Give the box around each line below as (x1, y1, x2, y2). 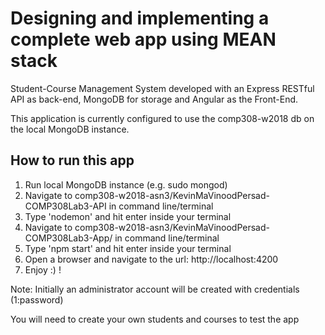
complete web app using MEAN (10, 28, 277, 51)
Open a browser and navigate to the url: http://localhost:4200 (24, 253, 279, 265)
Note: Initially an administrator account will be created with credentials (10, 283, 300, 295)
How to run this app (10, 152, 135, 169)
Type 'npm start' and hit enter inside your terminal (24, 242, 232, 254)
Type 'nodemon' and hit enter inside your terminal (24, 210, 232, 222)
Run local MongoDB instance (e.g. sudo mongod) (24, 178, 228, 191)
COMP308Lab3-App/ (24, 232, 113, 244)
